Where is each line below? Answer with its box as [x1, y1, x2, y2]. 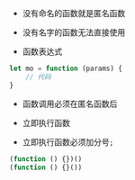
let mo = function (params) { [9, 64, 123, 73]
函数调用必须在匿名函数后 [22, 98, 118, 109]
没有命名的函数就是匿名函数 [22, 8, 126, 18]
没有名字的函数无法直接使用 [22, 27, 126, 38]
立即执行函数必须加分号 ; [22, 136, 114, 147]
